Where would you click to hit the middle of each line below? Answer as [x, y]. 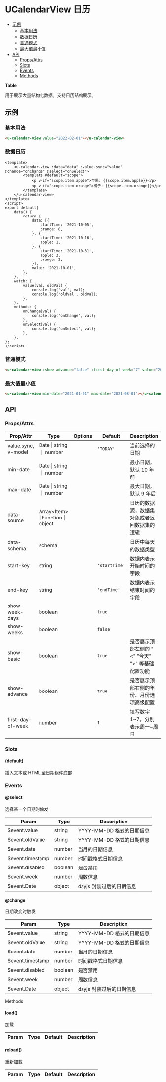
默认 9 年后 [143, 493]
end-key [18, 590]
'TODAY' [106, 449]
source [16, 520]
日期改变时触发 [20, 911]
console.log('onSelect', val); [64, 329]
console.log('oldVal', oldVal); [65, 294]
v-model [18, 452]
